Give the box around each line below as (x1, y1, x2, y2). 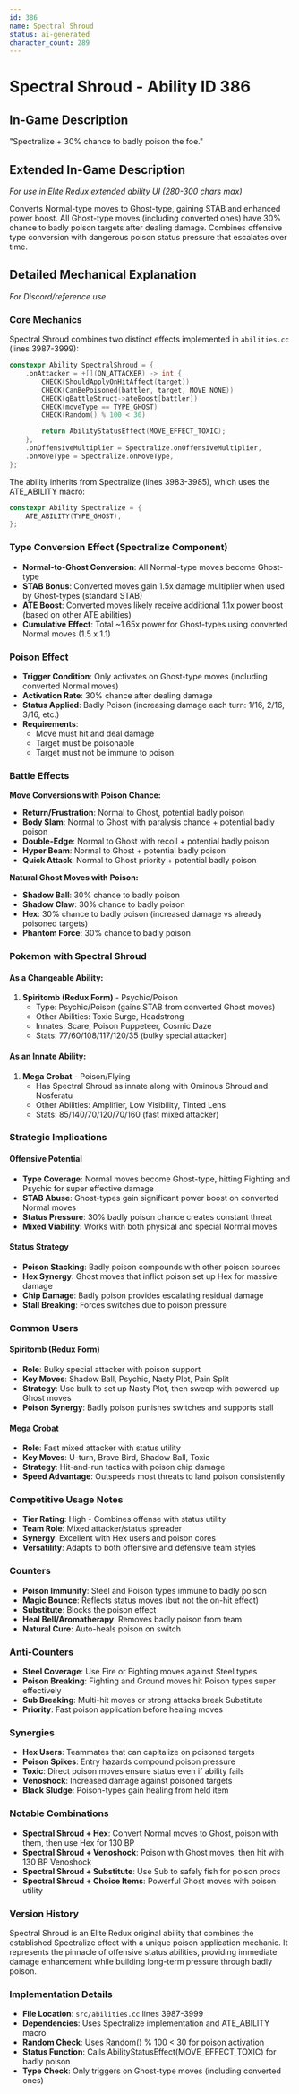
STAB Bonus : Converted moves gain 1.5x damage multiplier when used (21, 580, 285, 592)
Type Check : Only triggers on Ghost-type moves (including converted (21, 2065, 282, 2076)
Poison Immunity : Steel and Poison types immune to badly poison (21, 1585, 267, 1596)
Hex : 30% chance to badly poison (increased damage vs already (21, 909, 262, 920)
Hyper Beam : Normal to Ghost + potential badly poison (21, 845, 226, 856)
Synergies (9, 1726, 56, 1739)
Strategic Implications (9, 1131, 107, 1144)
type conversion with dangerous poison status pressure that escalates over (9, 232, 287, 243)
